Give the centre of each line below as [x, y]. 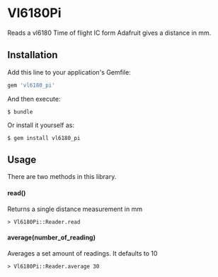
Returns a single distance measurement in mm [75, 209]
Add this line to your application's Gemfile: [69, 72]
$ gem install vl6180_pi [44, 138]
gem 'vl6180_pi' [31, 85]
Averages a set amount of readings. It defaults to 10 [82, 253]
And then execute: [34, 99]
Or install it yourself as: [41, 125]
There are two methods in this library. [62, 177]
